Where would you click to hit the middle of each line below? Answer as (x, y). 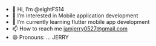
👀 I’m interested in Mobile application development (75, 16)
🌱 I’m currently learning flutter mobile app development (81, 22)
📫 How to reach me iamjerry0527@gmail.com (70, 29)
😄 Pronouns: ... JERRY (40, 37)
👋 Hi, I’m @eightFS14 (38, 9)
